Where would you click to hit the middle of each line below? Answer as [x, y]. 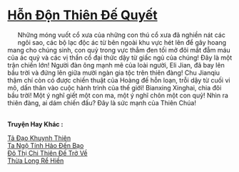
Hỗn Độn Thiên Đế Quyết [83, 15]
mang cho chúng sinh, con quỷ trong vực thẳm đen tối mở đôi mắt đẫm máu [119, 50]
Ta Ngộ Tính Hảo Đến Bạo [46, 145]
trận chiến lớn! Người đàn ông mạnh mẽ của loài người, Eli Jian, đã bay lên [116, 65]
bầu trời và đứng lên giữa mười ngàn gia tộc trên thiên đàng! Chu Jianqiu [113, 72]
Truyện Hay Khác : [35, 124]
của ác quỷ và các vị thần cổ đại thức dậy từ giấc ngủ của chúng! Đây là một [120, 58]
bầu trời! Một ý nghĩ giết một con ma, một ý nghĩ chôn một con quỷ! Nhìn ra [118, 95]
